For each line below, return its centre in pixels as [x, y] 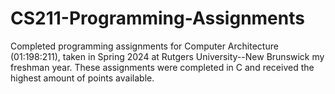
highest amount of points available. [82, 78]
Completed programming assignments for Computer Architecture [144, 46]
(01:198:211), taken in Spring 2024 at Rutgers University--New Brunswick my [167, 56]
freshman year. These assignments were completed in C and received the [162, 67]
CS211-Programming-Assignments [157, 18]
